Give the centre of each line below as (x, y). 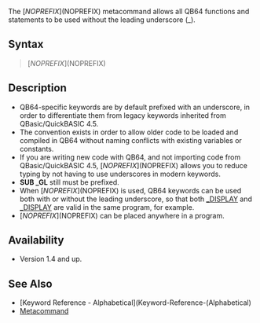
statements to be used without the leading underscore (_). (102, 20)
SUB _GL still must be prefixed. (69, 182)
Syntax (26, 44)
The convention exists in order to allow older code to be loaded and (129, 132)
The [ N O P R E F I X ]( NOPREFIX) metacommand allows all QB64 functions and (129, 11)
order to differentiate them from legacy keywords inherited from (123, 115)
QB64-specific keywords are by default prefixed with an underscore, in (134, 107)
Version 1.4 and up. (51, 259)
